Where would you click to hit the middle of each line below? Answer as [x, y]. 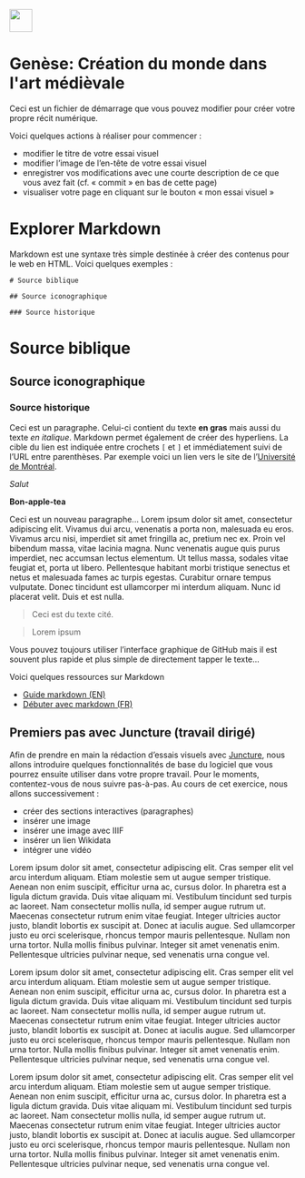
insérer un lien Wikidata [67, 840]
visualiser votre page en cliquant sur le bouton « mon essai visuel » [148, 192]
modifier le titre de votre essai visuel [90, 153]
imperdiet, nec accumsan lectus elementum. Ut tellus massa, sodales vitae [149, 558]
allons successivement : [54, 793]
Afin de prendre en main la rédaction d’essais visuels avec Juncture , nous [148, 755]
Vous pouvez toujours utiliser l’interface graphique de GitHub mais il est [143, 649]
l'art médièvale [67, 83]
